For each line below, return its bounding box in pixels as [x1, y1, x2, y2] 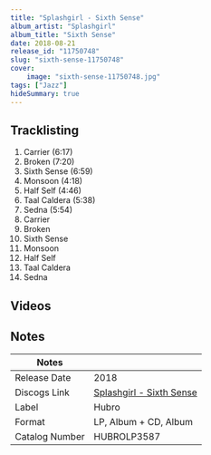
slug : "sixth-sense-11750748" [10, 55, 125, 64]
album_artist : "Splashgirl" [10, 22, 117, 31]
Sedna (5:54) [23, 205, 73, 216]
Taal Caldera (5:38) [23, 195, 96, 206]
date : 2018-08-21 [10, 38, 76, 48]
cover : [10, 64, 35, 73]
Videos [10, 298, 52, 314]
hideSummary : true [10, 89, 80, 98]
